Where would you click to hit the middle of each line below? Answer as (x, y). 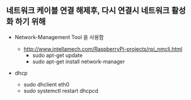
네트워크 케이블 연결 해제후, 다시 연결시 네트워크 (88, 11)
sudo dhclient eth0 (46, 84)
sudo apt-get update (57, 55)
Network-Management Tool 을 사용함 (59, 37)
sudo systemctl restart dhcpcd (61, 91)
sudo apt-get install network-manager (79, 62)
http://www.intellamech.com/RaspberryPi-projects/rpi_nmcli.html (103, 49)
